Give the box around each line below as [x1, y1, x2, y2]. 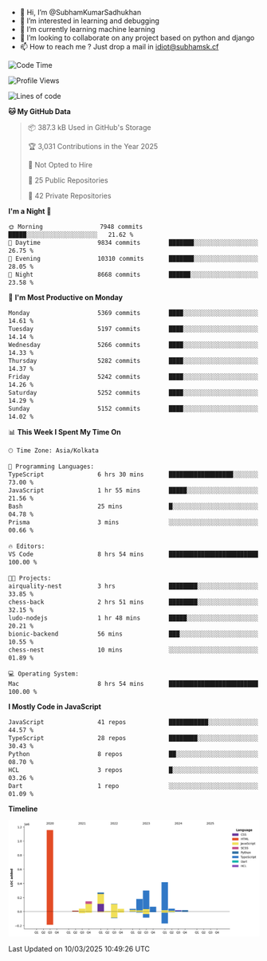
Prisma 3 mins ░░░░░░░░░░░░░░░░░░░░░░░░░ [8, 518, 259, 526]
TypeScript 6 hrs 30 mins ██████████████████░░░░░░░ [8, 471, 259, 479]
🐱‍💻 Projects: [8, 574, 52, 582]
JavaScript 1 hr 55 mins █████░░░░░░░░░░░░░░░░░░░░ [8, 486, 259, 494]
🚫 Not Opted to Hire [27, 160, 93, 169]
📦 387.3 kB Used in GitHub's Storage [27, 123, 151, 132]
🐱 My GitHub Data [8, 107, 72, 116]
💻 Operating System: [8, 670, 80, 678]
